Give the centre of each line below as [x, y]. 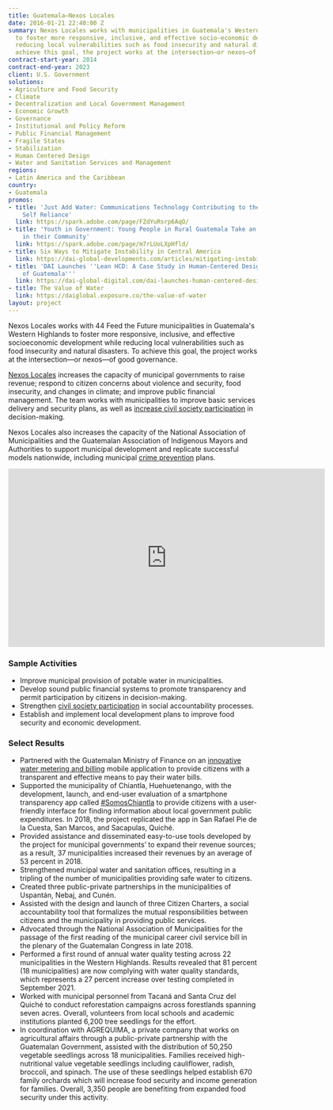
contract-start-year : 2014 [53, 60]
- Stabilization [35, 148]
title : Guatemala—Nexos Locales [61, 15]
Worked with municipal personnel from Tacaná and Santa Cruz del [128, 997]
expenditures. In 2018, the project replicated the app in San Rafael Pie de [138, 819]
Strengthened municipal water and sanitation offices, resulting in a [128, 870]
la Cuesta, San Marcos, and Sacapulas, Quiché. [97, 828]
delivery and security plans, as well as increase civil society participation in [131, 408]
